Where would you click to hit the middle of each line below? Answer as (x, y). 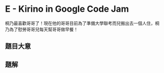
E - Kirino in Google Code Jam (67, 9)
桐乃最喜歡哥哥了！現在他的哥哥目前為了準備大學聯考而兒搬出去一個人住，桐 (82, 23)
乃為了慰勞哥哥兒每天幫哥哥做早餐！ (42, 29)
